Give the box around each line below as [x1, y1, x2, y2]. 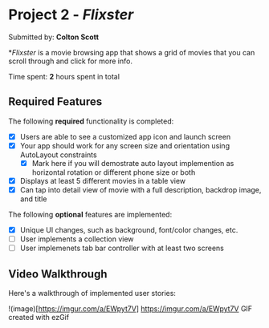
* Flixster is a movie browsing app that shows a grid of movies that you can [8, 47, 255, 57]
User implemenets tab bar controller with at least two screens [19, 243, 225, 253]
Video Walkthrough [8, 267, 108, 281]
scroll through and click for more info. [8, 56, 132, 66]
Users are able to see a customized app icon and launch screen [19, 132, 231, 141]
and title [19, 194, 47, 204]
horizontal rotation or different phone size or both [31, 167, 196, 177]
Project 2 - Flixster [8, 6, 134, 24]
